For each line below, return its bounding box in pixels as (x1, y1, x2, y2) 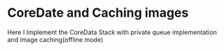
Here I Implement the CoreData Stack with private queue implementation (7, 28, 218, 36)
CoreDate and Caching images (7, 5, 189, 21)
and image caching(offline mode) (7, 35, 104, 43)
